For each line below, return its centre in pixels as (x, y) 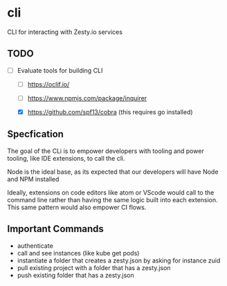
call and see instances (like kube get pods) (78, 253)
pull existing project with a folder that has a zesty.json (94, 267)
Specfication (36, 134)
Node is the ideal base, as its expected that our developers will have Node (113, 172)
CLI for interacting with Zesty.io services (65, 32)
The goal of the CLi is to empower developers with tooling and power (106, 151)
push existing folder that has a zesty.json (75, 275)
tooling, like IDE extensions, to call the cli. (66, 158)
